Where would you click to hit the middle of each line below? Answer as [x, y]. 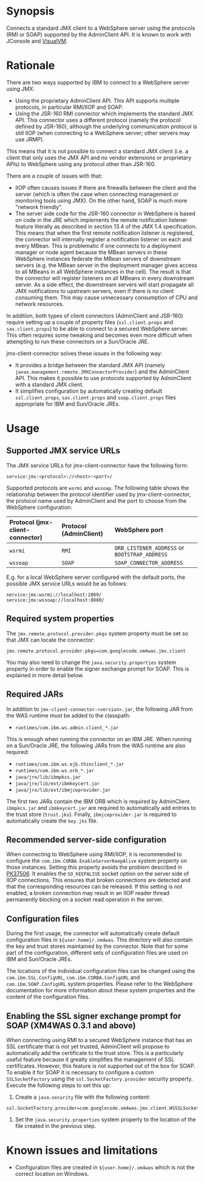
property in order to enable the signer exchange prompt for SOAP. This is [98, 669]
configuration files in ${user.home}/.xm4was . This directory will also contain [100, 940]
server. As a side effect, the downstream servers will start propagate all [104, 285]
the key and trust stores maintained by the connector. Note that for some [97, 946]
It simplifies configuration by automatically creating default [89, 391]
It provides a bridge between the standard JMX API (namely [90, 365]
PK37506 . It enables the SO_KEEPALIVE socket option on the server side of [98, 874]
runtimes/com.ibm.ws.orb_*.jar [55, 770]
